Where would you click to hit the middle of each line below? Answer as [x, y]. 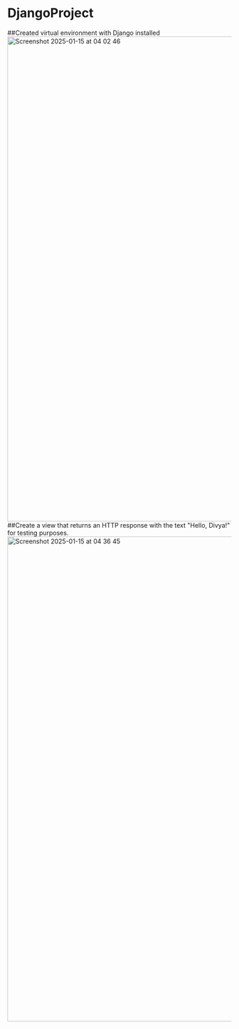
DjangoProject [51, 13]
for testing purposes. [38, 533]
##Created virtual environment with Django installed [84, 33]
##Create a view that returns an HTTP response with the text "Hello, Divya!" [119, 525]
